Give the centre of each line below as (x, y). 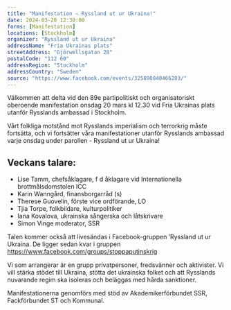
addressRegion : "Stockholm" (48, 65)
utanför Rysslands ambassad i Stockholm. (67, 112)
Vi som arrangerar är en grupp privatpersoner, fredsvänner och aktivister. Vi (115, 265)
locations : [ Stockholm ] (41, 33)
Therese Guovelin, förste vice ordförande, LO (82, 201)
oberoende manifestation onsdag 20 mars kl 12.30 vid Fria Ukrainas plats (111, 105)
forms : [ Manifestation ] (41, 26)
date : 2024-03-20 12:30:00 (46, 20)
